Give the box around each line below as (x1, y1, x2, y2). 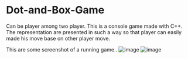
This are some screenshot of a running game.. (6, 46, 118, 53)
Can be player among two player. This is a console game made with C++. (6, 23, 183, 30)
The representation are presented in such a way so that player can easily (6, 28, 182, 35)
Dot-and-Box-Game (6, 3, 105, 17)
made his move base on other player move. (6, 35, 110, 42)
